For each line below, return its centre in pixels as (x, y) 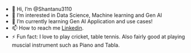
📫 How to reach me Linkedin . (48, 28)
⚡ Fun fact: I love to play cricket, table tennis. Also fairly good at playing (98, 37)
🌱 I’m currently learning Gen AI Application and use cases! (82, 21)
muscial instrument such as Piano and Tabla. (66, 45)
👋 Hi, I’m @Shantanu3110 (42, 9)
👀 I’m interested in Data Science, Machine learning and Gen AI (87, 15)
